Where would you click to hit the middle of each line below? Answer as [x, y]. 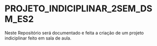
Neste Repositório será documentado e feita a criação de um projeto [74, 33]
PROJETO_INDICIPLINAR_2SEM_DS [78, 9]
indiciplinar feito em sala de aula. [38, 38]
